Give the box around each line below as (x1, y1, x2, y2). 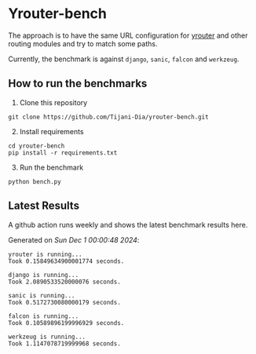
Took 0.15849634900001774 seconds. (8, 257, 125, 265)
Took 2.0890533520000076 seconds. (8, 278, 122, 286)
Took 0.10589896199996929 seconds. (8, 319, 125, 327)
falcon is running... (8, 312, 79, 320)
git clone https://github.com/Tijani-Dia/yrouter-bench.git (8, 113, 210, 121)
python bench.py (8, 177, 61, 185)
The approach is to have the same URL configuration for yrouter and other (8, 31, 248, 40)
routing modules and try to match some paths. (8, 38, 158, 48)
